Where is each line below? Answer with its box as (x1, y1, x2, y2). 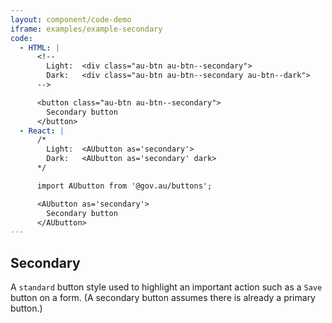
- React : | (19, 126, 65, 136)
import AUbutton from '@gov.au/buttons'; (36, 181, 213, 191)
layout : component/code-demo (10, 14, 132, 25)
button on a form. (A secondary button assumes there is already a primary (10, 292, 316, 304)
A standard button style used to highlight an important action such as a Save (10, 281, 323, 293)
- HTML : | (19, 42, 60, 53)
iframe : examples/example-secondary (10, 24, 163, 34)
